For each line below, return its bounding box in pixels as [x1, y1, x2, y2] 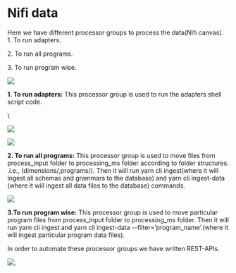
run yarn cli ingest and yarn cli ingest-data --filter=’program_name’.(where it [7, 223, 229, 231]
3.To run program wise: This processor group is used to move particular [7, 208, 218, 217]
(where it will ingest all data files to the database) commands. [7, 181, 185, 190]
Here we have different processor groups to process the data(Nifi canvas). [7, 28, 224, 37]
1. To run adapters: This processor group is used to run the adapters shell [7, 90, 222, 98]
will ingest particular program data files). [7, 231, 125, 239]
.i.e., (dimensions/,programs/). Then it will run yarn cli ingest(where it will [7, 166, 219, 174]
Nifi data [7, 5, 58, 21]
